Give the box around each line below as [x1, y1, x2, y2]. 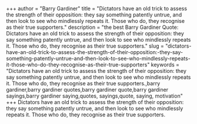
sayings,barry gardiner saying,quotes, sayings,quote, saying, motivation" [6, 92, 183, 99]
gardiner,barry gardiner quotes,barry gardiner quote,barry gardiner [6, 86, 169, 93]
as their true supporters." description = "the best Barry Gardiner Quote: [6, 24, 179, 31]
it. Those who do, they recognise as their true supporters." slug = [6, 42, 165, 49]
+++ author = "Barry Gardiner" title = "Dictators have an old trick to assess [6, 5, 187, 12]
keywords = [151, 61, 180, 68]
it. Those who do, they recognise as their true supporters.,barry [6, 80, 161, 87]
